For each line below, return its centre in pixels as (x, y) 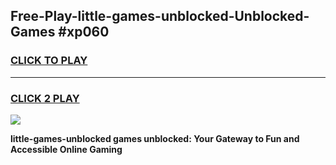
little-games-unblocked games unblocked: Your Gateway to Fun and (155, 138)
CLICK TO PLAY (49, 61)
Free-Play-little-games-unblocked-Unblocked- (160, 16)
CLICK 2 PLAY (45, 98)
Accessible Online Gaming (66, 149)
